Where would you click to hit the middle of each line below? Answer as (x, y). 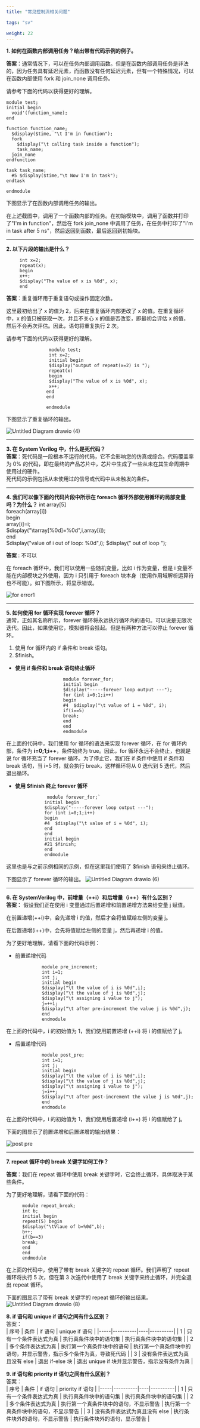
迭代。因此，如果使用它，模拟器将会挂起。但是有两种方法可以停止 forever (97, 628)
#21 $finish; (60, 844)
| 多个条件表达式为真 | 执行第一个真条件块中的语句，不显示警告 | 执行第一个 (99, 1404)
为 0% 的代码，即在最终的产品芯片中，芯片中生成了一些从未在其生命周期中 (98, 464)
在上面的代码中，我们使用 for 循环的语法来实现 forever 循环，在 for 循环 (94, 743)
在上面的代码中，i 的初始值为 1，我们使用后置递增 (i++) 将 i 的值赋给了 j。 (96, 1119)
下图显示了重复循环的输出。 (40, 419)
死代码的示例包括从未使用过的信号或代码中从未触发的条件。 (79, 479)
